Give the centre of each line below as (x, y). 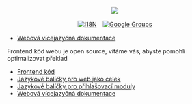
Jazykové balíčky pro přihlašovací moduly (76, 86)
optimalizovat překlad (37, 58)
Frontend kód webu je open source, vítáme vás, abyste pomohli (96, 51)
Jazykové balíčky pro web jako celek (69, 79)
